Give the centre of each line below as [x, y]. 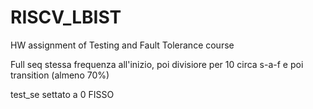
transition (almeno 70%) [60, 75]
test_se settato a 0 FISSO [62, 94]
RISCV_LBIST [66, 17]
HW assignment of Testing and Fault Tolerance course [122, 45]
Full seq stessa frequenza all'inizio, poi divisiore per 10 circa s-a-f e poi [157, 64]
